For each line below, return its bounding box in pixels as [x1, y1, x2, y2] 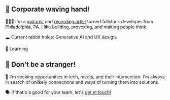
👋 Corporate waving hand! [5, 5, 90, 14]
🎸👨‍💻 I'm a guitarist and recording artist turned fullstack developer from [5, 18, 154, 24]
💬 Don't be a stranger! [5, 60, 76, 69]
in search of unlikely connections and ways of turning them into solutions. [5, 79, 160, 85]
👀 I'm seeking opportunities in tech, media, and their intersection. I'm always [5, 74, 165, 80]
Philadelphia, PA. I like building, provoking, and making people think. [5, 24, 148, 30]
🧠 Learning [5, 45, 28, 52]
